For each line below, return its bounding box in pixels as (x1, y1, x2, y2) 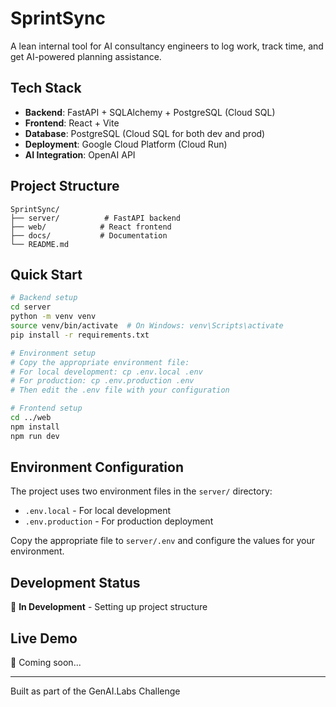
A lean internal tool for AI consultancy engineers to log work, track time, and (10, 40, 324, 52)
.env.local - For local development (24, 505, 171, 517)
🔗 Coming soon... (10, 657, 82, 669)
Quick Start (10, 266, 83, 283)
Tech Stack (10, 80, 82, 97)
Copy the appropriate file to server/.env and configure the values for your (10, 535, 315, 547)
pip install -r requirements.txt (10, 330, 150, 340)
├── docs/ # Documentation (10, 230, 168, 241)
